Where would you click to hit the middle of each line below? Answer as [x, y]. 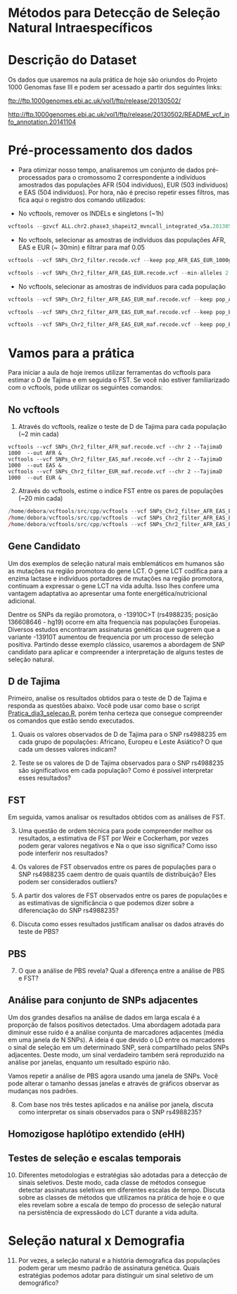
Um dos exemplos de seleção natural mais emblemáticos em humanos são [116, 563]
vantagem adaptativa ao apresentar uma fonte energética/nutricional [108, 593]
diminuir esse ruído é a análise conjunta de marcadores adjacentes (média [116, 1032]
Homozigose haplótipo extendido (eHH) [97, 1134]
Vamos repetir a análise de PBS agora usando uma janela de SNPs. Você [113, 1076]
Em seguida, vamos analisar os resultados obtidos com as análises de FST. [117, 817]
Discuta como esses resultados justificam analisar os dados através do [121, 924]
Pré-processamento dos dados [100, 150]
